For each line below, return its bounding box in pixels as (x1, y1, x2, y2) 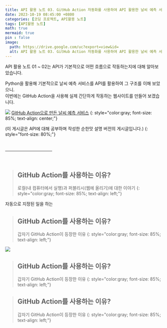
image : (5, 40, 19, 45)
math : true (5, 26, 28, 31)
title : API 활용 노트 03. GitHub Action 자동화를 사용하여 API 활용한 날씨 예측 (5, 7, 157, 12)
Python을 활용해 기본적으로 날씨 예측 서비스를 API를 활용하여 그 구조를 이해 (5, 80, 151, 86)
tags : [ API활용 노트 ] (5, 21, 46, 26)
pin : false (5, 35, 30, 40)
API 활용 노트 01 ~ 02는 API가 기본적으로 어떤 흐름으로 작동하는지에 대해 (5, 63, 146, 69)
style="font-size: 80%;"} (5, 131, 56, 137)
